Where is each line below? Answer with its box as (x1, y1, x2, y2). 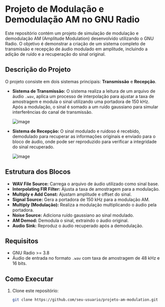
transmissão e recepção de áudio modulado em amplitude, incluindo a (5, 46, 148, 52)
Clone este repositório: (12, 288, 59, 294)
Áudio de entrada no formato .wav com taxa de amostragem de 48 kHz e (12, 255, 160, 261)
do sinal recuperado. (12, 144, 55, 150)
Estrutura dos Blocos (5, 168, 71, 176)
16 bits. (12, 260, 27, 267)
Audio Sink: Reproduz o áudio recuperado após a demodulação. (12, 223, 144, 229)
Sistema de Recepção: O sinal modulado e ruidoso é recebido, (12, 128, 140, 134)
